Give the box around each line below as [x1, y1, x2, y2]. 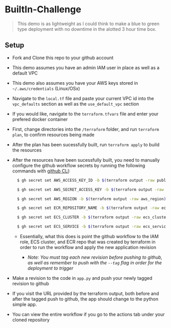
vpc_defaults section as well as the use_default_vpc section [12, 101, 139, 107]
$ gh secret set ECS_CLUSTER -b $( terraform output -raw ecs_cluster [17, 215, 168, 220]
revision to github [12, 281, 49, 286]
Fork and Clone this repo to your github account [12, 54, 114, 61]
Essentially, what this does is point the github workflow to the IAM [19, 234, 159, 239]
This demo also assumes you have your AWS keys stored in [12, 80, 138, 86]
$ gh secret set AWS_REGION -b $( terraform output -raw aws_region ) [17, 196, 166, 201]
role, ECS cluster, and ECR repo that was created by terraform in [19, 239, 156, 245]
